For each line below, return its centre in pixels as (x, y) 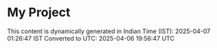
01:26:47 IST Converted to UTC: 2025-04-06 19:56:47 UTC (91, 38)
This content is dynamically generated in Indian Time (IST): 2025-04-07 (109, 31)
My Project (39, 13)
